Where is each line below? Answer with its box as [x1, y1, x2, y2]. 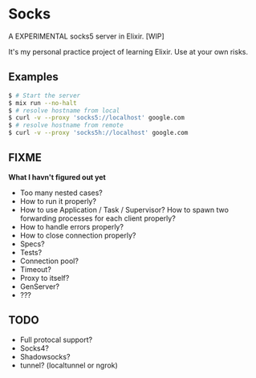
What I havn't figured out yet [8, 172, 106, 181]
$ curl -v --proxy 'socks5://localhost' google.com [8, 114, 185, 122]
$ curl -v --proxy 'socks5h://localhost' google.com [8, 129, 189, 137]
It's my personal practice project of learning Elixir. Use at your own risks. [8, 47, 249, 56]
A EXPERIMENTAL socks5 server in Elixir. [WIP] [8, 31, 165, 41]
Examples [8, 70, 59, 84]
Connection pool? [19, 256, 79, 266]
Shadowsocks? [19, 352, 71, 361]
